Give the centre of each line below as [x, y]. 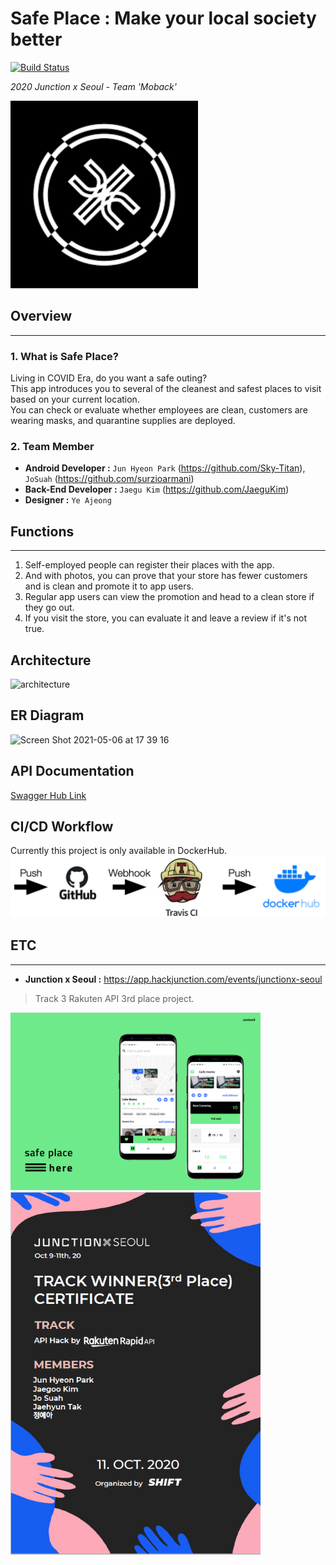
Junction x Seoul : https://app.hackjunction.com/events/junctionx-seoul [173, 979]
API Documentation [72, 771]
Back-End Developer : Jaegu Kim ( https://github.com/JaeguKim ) [157, 489]
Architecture [51, 660]
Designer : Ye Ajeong [68, 500]
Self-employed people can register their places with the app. [149, 565]
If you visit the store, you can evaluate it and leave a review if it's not [165, 618]
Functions [42, 531]
